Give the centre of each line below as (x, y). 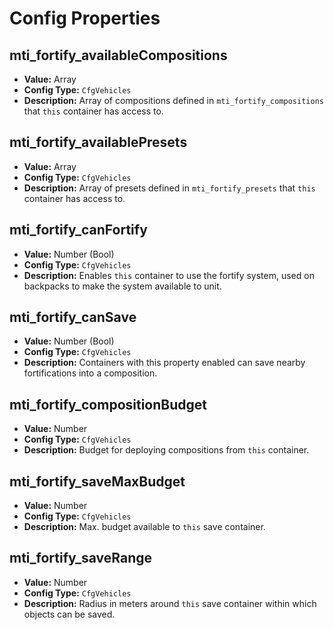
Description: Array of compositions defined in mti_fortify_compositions (173, 100)
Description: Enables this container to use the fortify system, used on (169, 275)
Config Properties (85, 18)
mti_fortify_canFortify (78, 230)
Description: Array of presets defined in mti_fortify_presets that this (169, 188)
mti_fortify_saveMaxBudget (97, 481)
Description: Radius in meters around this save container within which (170, 603)
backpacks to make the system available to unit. (122, 286)
